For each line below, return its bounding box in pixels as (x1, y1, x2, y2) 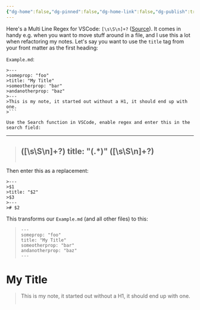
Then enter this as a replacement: (6, 168, 89, 175)
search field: (6, 125, 42, 131)
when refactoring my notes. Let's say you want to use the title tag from (6, 38, 185, 45)
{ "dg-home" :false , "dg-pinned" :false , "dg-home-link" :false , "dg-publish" (6, 8, 187, 15)
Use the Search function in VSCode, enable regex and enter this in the (6, 119, 190, 125)
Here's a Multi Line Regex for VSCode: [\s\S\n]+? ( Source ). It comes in (6, 25, 182, 32)
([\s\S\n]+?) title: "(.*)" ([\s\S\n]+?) (20, 147, 155, 157)
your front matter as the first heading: (6, 44, 98, 51)
